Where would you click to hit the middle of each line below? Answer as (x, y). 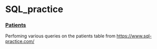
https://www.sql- (134, 36)
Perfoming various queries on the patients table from (60, 36)
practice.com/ (20, 41)
